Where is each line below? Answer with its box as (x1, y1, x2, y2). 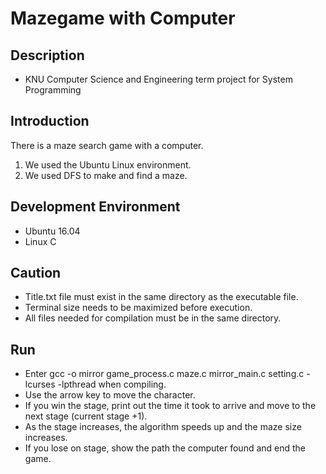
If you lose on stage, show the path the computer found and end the (24, 442, 307, 454)
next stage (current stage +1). (24, 410, 148, 422)
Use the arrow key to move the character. (24, 389, 196, 401)
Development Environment (10, 198, 181, 216)
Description (10, 47, 85, 64)
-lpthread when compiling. (57, 378, 167, 391)
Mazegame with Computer (10, 7, 236, 30)
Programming (24, 84, 82, 96)
